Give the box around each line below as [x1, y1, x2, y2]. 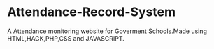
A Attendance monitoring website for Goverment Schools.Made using [7, 27, 208, 35]
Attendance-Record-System [7, 4, 176, 20]
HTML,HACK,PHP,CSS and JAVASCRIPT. [7, 34, 124, 42]
